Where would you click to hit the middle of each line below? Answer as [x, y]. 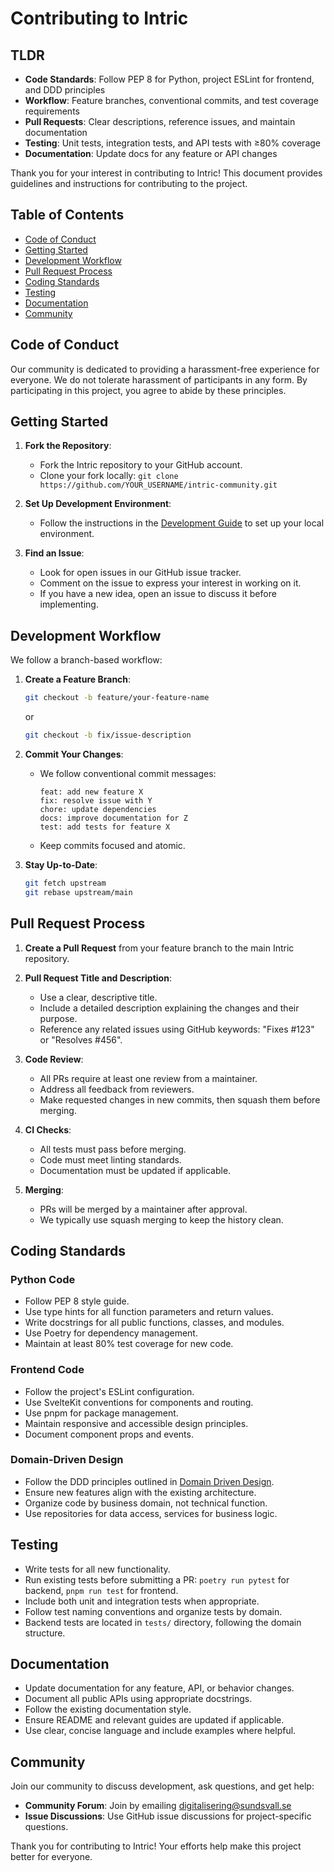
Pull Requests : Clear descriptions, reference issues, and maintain [160, 121]
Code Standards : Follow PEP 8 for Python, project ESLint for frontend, [169, 79]
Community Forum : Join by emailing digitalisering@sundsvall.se [158, 1806]
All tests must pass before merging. [113, 1149]
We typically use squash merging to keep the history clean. [161, 1219]
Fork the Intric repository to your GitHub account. [141, 465]
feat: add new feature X [91, 792]
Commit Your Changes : [74, 754]
